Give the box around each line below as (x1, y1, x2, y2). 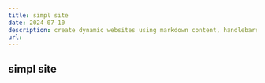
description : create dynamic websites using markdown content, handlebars (8, 26, 259, 34)
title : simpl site (8, 11, 69, 20)
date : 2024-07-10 (8, 19, 65, 27)
